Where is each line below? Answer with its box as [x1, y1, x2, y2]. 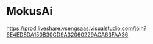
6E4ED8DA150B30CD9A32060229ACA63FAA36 [6, 31, 129, 38]
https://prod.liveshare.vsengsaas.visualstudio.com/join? [6, 24, 147, 32]
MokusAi [6, 4, 53, 18]
